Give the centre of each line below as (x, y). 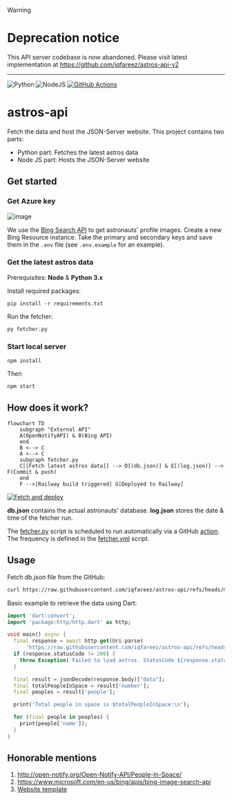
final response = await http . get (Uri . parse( (78, 641)
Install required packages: (44, 291)
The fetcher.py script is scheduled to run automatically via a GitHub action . (113, 531)
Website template (42, 790)
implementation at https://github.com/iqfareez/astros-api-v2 (93, 64)
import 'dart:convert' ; (41, 616)
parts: (16, 139)
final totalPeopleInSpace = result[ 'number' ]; (81, 686)
